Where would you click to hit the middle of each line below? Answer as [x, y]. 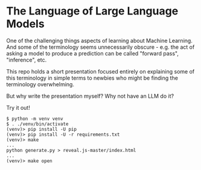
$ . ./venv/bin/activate [37, 124]
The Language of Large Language [92, 11]
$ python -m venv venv [35, 119]
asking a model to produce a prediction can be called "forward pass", [93, 53]
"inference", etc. [27, 60]
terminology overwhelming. [40, 84]
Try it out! [18, 107]
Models [25, 24]
